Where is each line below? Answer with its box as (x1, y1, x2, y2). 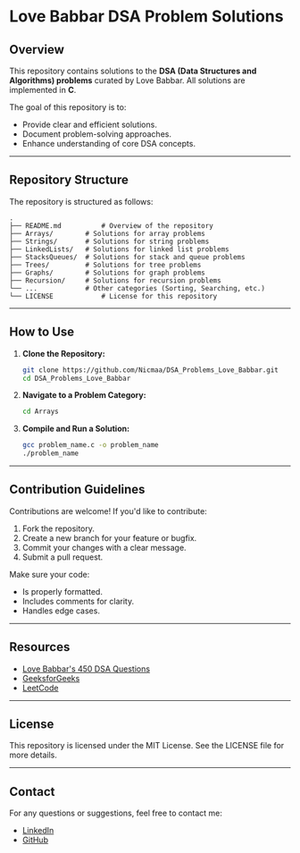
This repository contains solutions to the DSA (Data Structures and (9, 65, 257, 76)
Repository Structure (9, 173, 129, 188)
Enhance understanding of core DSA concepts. (21, 139, 196, 148)
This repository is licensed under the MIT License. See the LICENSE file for (9, 740, 285, 751)
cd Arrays (21, 407, 60, 417)
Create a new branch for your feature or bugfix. (21, 532, 197, 543)
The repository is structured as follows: (9, 196, 154, 207)
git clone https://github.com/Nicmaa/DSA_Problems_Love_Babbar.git (21, 365, 279, 375)
